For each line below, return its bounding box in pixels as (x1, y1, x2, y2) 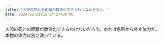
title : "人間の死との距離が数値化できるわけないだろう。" (5, 7, 109, 12)
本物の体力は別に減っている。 (5, 32, 65, 38)
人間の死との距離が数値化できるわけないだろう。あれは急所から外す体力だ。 (5, 26, 160, 32)
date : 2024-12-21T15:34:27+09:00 (5, 12, 74, 17)
